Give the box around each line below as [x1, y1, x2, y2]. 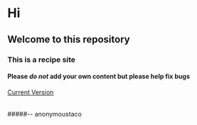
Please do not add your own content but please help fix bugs [7, 72, 191, 81]
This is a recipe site [7, 55, 76, 65]
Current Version [7, 87, 54, 97]
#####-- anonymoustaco [7, 110, 82, 119]
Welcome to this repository [7, 33, 130, 45]
